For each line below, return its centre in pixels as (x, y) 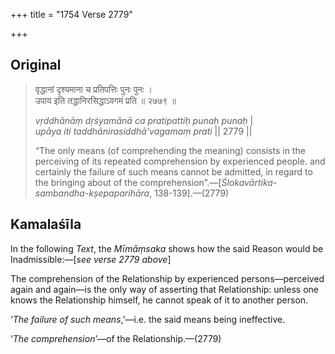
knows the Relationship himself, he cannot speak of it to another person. (159, 300)
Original (36, 65)
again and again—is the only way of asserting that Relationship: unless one (164, 289)
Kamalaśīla (46, 224)
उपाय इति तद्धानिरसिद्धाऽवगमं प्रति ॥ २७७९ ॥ (105, 100)
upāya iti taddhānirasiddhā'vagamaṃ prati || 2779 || (143, 131)
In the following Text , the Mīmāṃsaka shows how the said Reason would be (167, 248)
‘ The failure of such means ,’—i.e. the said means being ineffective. (148, 319)
